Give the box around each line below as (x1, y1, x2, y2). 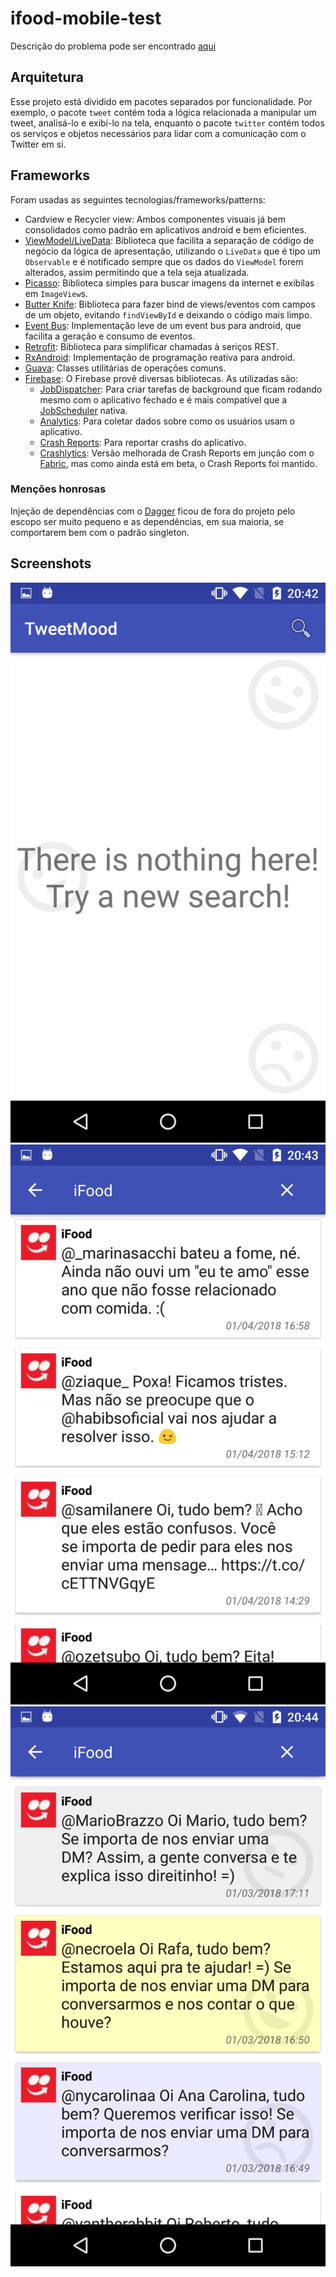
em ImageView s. (24, 287, 89, 299)
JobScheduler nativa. (39, 404, 128, 416)
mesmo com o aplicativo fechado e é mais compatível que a (39, 393, 288, 406)
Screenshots (10, 555, 92, 572)
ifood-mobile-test (10, 7, 162, 30)
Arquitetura (10, 69, 84, 86)
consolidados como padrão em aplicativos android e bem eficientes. (24, 223, 307, 236)
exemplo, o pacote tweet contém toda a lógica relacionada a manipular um (10, 106, 317, 118)
